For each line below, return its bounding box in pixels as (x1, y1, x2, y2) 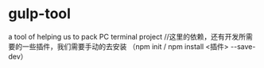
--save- (230, 41, 256, 51)
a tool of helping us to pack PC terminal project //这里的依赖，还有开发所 (8, 32, 247, 41)
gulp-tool (8, 5, 72, 23)
